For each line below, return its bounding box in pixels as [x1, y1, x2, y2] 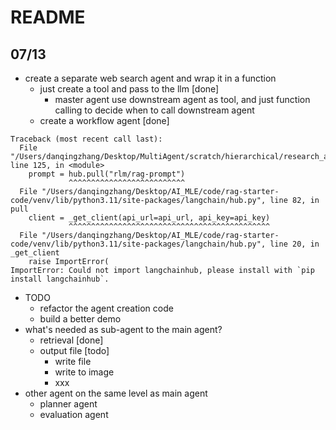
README [10, 6, 86, 29]
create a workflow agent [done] [39, 115, 170, 126]
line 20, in [269, 239, 320, 249]
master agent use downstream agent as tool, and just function [54, 94, 311, 105]
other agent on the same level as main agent [24, 387, 208, 399]
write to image [54, 366, 115, 378]
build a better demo [39, 313, 122, 325]
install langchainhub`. [10, 274, 110, 284]
